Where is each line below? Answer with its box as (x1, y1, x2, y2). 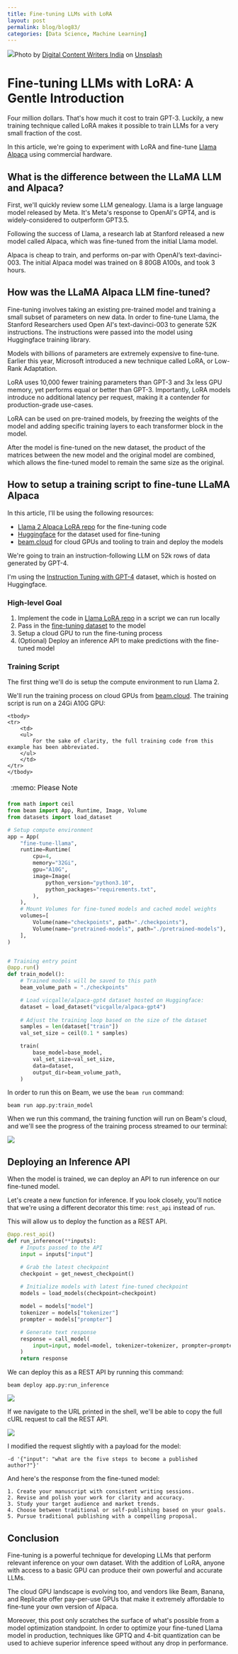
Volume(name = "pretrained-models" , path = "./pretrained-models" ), (33, 925, 227, 933)
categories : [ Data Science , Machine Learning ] (7, 30, 147, 38)
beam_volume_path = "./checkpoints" (20, 984, 129, 992)
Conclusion (7, 1532, 59, 1544)
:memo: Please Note (11, 783, 78, 793)
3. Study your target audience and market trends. (7, 1501, 160, 1508)
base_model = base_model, (33, 1049, 103, 1057)
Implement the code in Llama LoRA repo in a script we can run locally (17, 614, 220, 622)
